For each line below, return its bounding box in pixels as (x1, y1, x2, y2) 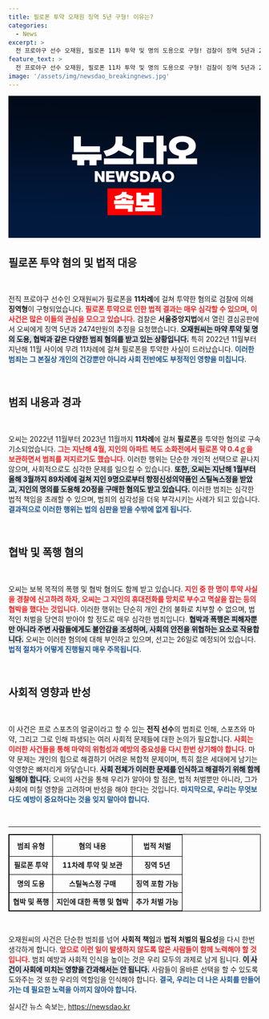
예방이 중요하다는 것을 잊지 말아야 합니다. (22, 794, 151, 804)
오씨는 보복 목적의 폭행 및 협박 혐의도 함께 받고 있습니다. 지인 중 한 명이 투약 (8, 584, 243, 593)
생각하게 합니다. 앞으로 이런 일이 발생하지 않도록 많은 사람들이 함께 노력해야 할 (8, 944, 249, 955)
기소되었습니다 (8, 444, 54, 454)
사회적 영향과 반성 (8, 686, 91, 699)
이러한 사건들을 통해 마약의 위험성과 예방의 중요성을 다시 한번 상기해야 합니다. (8, 744, 247, 754)
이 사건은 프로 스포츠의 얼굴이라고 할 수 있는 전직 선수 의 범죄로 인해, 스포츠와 (8, 723, 247, 734)
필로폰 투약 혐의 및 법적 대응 (8, 255, 138, 269)
